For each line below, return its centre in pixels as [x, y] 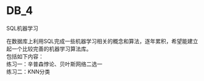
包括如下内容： [25, 56]
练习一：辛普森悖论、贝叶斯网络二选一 [54, 64]
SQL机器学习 [22, 28]
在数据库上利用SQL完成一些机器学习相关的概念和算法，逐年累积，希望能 [97, 41]
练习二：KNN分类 [28, 71]
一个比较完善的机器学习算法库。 [51, 49]
